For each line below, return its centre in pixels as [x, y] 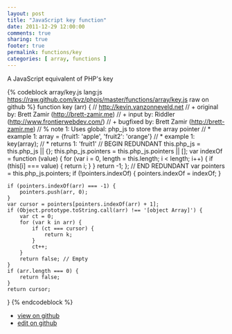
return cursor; [29, 289]
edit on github [37, 323]
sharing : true [28, 40]
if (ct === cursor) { [63, 228]
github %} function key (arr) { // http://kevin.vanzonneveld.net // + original [113, 107]
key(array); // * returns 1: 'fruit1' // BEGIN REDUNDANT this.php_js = [104, 144]
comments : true [29, 33]
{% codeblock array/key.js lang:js [55, 92]
